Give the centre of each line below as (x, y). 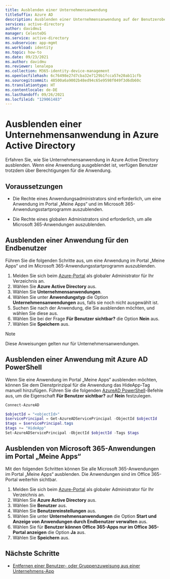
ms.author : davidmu (26, 62)
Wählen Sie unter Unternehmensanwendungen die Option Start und (84, 516)
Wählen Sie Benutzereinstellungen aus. (54, 511)
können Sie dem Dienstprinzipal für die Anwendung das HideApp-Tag (78, 385)
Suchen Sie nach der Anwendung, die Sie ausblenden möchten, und (84, 308)
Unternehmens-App (33, 571)
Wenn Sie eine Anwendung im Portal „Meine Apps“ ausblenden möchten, (81, 379)
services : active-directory (35, 24)
